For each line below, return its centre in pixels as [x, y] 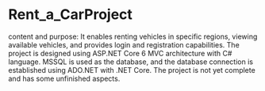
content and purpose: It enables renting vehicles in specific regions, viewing [133, 36]
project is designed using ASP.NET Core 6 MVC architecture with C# [120, 53]
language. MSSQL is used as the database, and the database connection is [131, 62]
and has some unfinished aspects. [64, 78]
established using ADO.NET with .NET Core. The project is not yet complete [132, 70]
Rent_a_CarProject [71, 15]
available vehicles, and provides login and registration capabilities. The [124, 44]
